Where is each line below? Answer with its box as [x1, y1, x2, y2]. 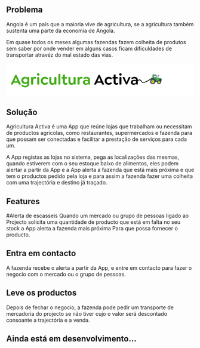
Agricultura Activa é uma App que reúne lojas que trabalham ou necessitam [6, 123, 192, 130]
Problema [6, 5, 43, 15]
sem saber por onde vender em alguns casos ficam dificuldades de [6, 45, 172, 52]
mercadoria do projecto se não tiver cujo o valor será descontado [6, 310, 168, 317]
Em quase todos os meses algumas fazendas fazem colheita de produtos [6, 38, 186, 45]
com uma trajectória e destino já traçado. [6, 179, 107, 186]
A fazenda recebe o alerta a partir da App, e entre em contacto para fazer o [6, 264, 192, 271]
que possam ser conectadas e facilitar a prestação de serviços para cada [6, 135, 187, 143]
